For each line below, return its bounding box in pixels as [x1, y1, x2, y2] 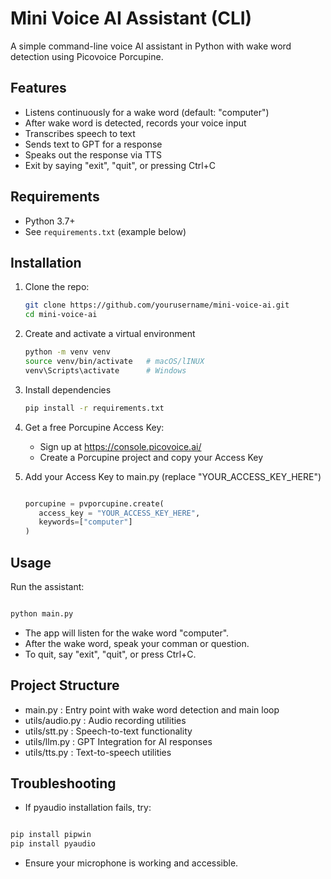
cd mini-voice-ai [24, 310, 98, 320]
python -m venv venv [24, 347, 111, 357]
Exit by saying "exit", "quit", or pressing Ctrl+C [24, 159, 217, 171]
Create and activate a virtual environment [24, 328, 196, 340]
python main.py [10, 608, 74, 619]
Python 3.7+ [24, 215, 76, 227]
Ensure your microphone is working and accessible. [24, 857, 239, 869]
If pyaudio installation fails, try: [24, 802, 152, 814]
